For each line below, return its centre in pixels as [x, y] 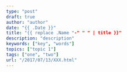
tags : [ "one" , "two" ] [32, 55]
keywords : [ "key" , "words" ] [40, 44]
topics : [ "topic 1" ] [31, 49]
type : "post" [22, 11]
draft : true [20, 17]
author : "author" [27, 22]
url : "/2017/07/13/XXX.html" [42, 60]
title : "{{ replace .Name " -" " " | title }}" [64, 33]
